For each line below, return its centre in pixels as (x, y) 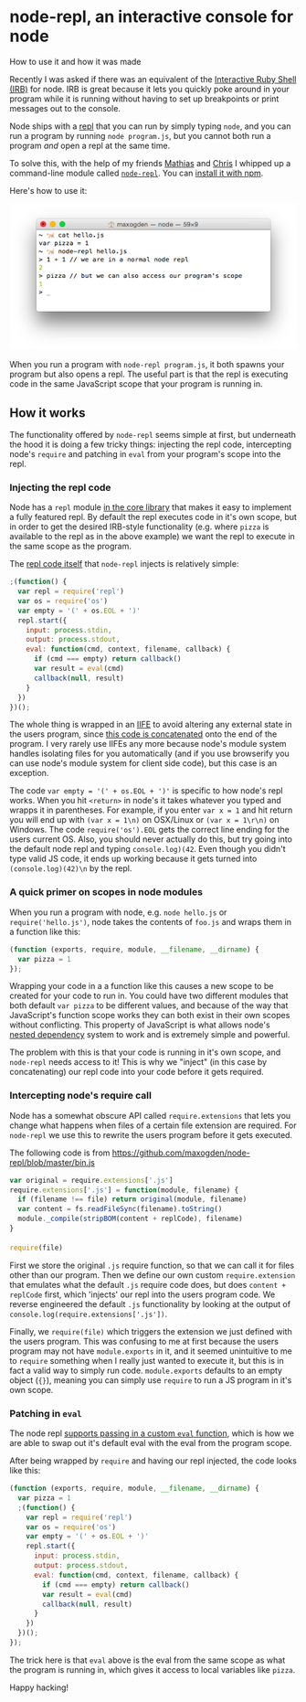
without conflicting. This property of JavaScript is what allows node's (140, 1025)
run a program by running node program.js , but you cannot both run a (140, 135)
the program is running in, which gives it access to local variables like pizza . (153, 1669)
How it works (47, 413)
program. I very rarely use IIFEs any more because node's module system (148, 744)
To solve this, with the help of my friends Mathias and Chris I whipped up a (150, 163)
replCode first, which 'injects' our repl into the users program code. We (142, 1294)
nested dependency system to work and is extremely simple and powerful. (150, 1035)
